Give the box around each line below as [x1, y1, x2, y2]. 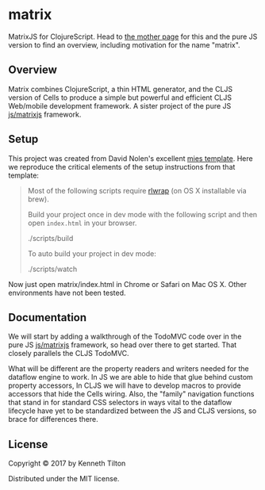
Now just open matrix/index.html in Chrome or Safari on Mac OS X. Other [8, 279, 248, 289]
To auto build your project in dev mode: [27, 248, 156, 258]
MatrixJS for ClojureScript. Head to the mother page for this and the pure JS [8, 32, 258, 41]
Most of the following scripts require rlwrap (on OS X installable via [27, 186, 248, 195]
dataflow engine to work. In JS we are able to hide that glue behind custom [8, 373, 254, 382]
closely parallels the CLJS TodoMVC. [8, 349, 129, 358]
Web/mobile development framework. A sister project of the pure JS [8, 101, 232, 110]
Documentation [8, 311, 87, 324]
